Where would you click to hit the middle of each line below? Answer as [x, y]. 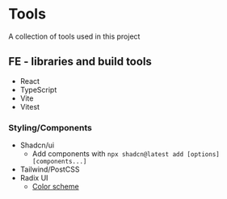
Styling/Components [50, 127]
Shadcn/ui [37, 145]
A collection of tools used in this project [74, 36]
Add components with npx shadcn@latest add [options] [126, 154]
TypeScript [38, 89]
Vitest [30, 106]
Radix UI [34, 178]
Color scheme [55, 187]
